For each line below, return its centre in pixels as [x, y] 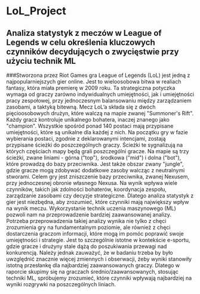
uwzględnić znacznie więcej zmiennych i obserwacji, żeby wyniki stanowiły [99, 259]
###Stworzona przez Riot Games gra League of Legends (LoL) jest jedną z [98, 75]
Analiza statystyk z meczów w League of [84, 33]
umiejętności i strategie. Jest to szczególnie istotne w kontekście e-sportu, [98, 240]
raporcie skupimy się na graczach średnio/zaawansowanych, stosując [93, 272]
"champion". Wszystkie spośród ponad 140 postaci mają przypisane [90, 126]
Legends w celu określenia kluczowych [81, 42]
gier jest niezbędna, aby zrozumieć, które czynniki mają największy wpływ [98, 202]
